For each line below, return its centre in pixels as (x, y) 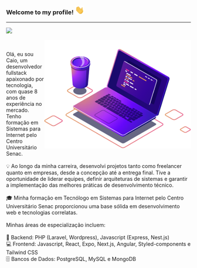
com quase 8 (22, 91)
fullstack (16, 73)
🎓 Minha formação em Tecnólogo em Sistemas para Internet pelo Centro (95, 198)
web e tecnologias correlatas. (42, 212)
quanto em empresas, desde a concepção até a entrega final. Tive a (89, 173)
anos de (16, 97)
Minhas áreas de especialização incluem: (56, 225)
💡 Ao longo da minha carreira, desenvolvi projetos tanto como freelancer (94, 166)
